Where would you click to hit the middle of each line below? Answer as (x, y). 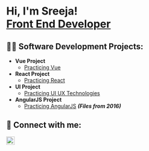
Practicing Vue (42, 67)
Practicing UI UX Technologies (62, 93)
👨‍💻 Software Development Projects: (75, 46)
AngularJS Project (38, 99)
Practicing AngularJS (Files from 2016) (73, 106)
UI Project (27, 87)
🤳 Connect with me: (44, 125)
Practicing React (44, 80)
